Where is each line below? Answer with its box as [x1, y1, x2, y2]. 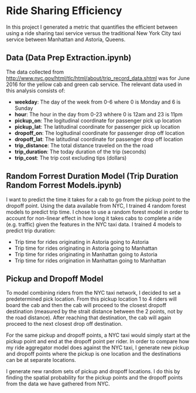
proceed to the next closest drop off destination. [6, 320, 123, 327]
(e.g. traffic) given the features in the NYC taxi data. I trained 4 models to [6, 220, 182, 227]
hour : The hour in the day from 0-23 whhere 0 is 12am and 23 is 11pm [14, 111, 183, 118]
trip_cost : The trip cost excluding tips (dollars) [14, 154, 127, 161]
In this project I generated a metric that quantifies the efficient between [6, 23, 178, 30]
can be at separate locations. [6, 357, 76, 364]
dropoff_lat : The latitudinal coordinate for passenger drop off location [14, 136, 183, 143]
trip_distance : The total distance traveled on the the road [14, 142, 153, 149]
